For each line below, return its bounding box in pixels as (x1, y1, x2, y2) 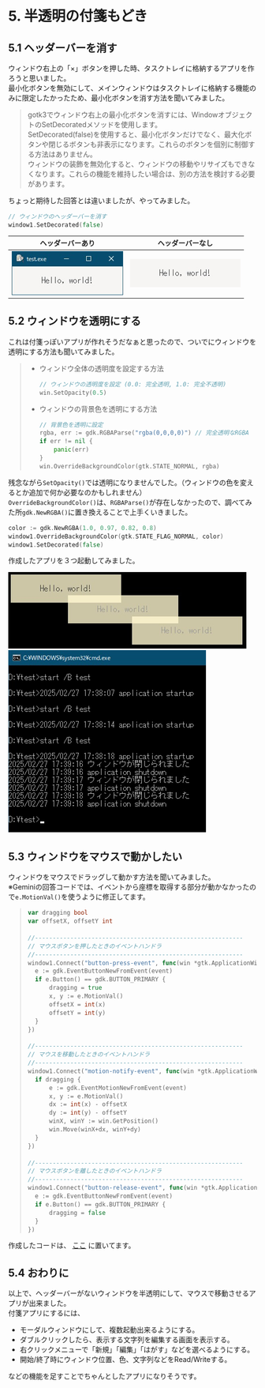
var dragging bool (27, 909, 88, 917)
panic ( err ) (54, 446, 89, 454)
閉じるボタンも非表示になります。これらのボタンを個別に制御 (48, 140, 248, 149)
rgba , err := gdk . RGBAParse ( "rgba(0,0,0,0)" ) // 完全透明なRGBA (39, 429, 250, 437)
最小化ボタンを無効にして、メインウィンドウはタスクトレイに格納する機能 (8, 84, 250, 92)
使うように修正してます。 (68, 892, 150, 901)
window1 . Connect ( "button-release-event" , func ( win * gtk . (27, 1184, 219, 1192)
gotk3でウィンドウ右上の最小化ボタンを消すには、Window (27, 110, 218, 119)
